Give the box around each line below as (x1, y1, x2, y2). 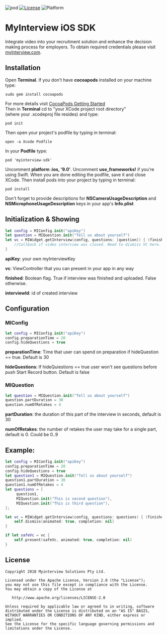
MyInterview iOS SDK (5, 22, 96, 33)
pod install (5, 186, 30, 191)
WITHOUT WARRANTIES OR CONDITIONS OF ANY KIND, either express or (5, 613, 146, 618)
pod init (5, 121, 23, 126)
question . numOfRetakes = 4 (5, 402, 61, 407)
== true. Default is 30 (5, 354, 49, 360)
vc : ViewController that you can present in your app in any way (5, 265, 134, 271)
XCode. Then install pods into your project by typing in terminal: (5, 177, 136, 183)
